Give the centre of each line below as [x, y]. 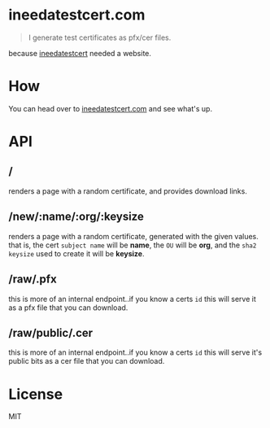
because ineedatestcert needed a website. [80, 53]
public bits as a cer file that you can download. [87, 361]
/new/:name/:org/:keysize [76, 217]
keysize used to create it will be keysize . [76, 253]
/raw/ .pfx [33, 280]
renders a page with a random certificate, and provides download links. [128, 191]
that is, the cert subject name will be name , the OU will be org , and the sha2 [133, 245]
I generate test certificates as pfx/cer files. [100, 37]
